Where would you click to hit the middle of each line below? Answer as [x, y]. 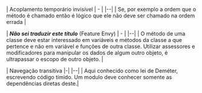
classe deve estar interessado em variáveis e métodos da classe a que [94, 40]
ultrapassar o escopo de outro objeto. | [55, 59]
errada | [16, 22]
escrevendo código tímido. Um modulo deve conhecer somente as [89, 77]
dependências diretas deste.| [43, 83]
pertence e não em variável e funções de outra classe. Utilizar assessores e [101, 46]
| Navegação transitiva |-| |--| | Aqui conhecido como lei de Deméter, [92, 71]
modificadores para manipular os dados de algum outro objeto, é [87, 53]
